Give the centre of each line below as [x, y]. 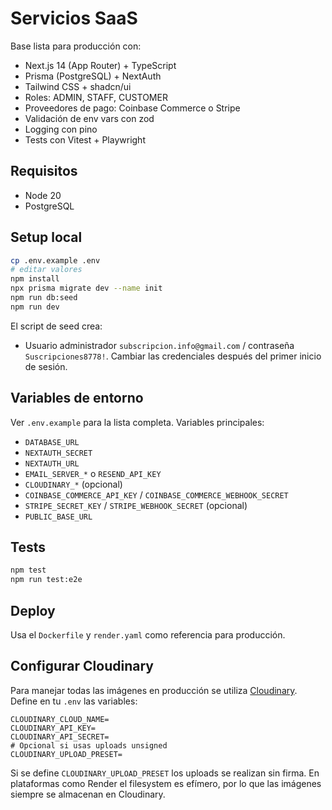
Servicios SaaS [74, 18]
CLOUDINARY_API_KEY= [53, 728]
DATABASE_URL [52, 442]
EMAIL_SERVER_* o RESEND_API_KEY [93, 473]
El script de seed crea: [56, 326]
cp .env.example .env [55, 260]
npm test [28, 570]
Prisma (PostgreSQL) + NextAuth [93, 76]
